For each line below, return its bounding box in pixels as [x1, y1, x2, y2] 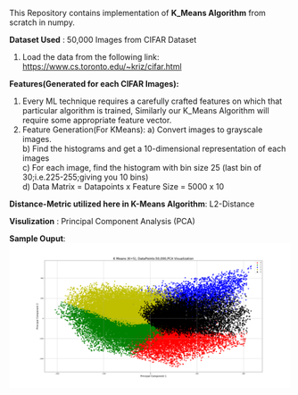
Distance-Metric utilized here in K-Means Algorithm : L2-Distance [9, 198, 255, 209]
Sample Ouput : [9, 233, 66, 244]
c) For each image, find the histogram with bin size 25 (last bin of [21, 163, 261, 172]
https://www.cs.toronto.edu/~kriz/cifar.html [21, 62, 182, 71]
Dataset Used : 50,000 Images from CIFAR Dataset [9, 35, 197, 45]
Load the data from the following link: [21, 52, 160, 62]
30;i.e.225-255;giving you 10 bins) [21, 172, 149, 182]
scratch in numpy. [9, 17, 76, 28]
